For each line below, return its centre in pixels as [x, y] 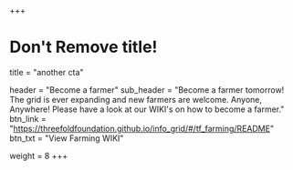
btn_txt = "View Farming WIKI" [67, 138]
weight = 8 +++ [39, 155]
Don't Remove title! [84, 47]
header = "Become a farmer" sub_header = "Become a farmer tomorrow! [147, 90]
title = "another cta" [47, 72]
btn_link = [28, 118]
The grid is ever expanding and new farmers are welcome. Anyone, [136, 99]
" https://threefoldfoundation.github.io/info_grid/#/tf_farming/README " [142, 128]
